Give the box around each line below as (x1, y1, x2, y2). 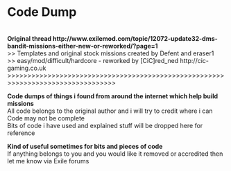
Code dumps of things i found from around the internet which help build (7, 91, 219, 100)
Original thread (7, 34, 52, 42)
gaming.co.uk (7, 64, 46, 72)
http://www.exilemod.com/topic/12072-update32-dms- (52, 34, 219, 42)
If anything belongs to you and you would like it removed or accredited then (7, 150, 223, 158)
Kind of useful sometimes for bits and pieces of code (7, 142, 163, 150)
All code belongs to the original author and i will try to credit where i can (7, 107, 213, 115)
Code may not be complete (7, 114, 85, 122)
